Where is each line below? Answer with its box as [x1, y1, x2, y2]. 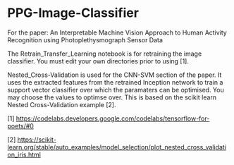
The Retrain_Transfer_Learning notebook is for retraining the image [7, 49, 202, 58]
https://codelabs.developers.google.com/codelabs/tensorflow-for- [16, 114, 210, 123]
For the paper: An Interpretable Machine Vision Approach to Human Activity [7, 28, 227, 37]
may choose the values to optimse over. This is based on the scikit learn [7, 93, 217, 102]
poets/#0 [7, 121, 34, 130]
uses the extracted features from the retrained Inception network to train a [7, 78, 223, 86]
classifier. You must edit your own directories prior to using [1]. [7, 56, 189, 65]
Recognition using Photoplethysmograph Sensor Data [7, 35, 164, 44]
